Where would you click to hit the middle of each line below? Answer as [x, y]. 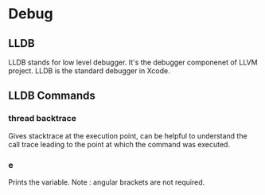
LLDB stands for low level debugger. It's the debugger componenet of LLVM [133, 62]
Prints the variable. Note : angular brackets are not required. [107, 182]
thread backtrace [43, 119]
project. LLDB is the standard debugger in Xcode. [90, 71]
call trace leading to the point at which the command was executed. [119, 144]
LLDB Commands [52, 96]
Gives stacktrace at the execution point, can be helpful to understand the [128, 135]
